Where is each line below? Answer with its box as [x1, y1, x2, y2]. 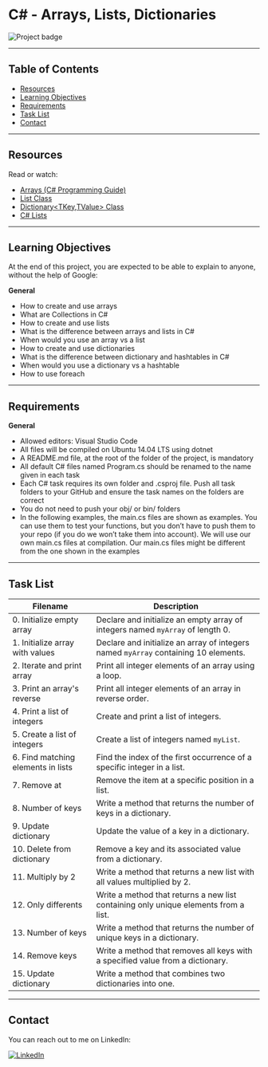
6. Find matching [12, 752, 76, 762]
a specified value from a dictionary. [96, 955, 229, 966]
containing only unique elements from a [96, 900, 245, 910]
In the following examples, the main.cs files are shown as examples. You [19, 513, 258, 522]
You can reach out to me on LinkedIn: [8, 1034, 132, 1044]
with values [12, 648, 55, 658]
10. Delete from [12, 844, 72, 854]
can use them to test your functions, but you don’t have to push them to [19, 521, 256, 531]
